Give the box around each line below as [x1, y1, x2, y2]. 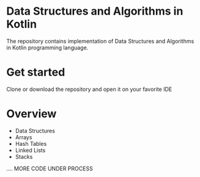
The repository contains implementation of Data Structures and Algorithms [6, 37, 194, 45]
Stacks [15, 153, 33, 160]
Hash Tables [15, 140, 47, 147]
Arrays [15, 133, 32, 141]
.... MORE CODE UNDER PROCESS [6, 165, 93, 172]
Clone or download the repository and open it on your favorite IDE [6, 85, 172, 93]
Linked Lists [15, 146, 46, 154]
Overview [6, 107, 57, 121]
